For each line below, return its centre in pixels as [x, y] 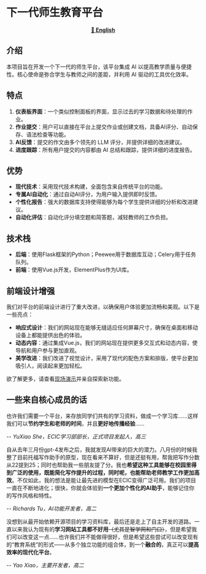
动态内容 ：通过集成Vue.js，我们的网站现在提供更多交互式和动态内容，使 [106, 343]
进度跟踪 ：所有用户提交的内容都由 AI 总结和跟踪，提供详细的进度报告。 [105, 149]
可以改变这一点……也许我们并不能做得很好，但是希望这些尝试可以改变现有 [105, 537]
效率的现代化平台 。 [31, 552]
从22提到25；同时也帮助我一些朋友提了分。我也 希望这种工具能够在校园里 [99, 465]
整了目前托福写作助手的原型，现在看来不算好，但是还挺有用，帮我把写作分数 [103, 457]
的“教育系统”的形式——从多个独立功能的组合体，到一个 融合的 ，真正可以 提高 [103, 544]
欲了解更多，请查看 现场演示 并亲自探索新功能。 [65, 379]
